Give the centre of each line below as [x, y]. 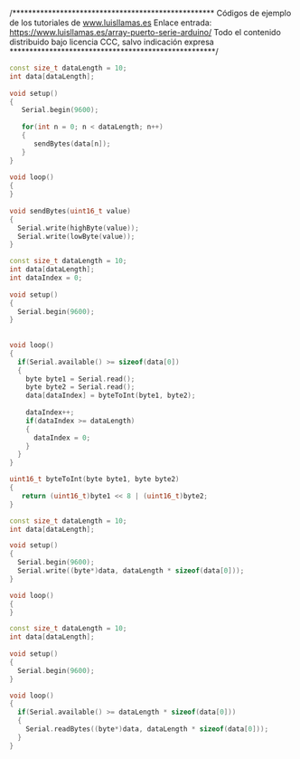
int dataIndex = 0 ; [46, 278]
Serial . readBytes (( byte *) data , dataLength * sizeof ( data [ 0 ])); [147, 729]
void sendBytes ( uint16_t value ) [70, 211]
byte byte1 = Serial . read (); [80, 379]
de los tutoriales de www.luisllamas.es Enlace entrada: [111, 23]
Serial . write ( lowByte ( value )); [76, 236]
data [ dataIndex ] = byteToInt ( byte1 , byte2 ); [111, 396]
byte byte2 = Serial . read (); [80, 387]
